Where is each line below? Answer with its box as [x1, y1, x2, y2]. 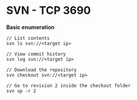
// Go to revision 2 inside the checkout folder [6, 83, 131, 89]
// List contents [6, 35, 50, 41]
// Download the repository [6, 67, 77, 73]
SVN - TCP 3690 [6, 4, 91, 17]
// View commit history [6, 51, 66, 57]
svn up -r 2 [6, 88, 36, 94]
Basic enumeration [6, 23, 55, 31]
